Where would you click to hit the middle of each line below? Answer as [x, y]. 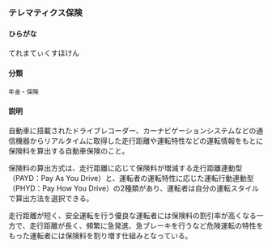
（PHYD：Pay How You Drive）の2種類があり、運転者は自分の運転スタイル [134, 188]
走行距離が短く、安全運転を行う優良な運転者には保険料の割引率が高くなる [132, 215]
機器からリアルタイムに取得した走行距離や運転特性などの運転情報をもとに [139, 141]
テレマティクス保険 [45, 12]
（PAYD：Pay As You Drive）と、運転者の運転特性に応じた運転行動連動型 [131, 178]
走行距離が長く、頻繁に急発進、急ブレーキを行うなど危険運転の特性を [147, 225]
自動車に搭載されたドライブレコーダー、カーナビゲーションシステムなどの [132, 130]
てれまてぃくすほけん [44, 53]
